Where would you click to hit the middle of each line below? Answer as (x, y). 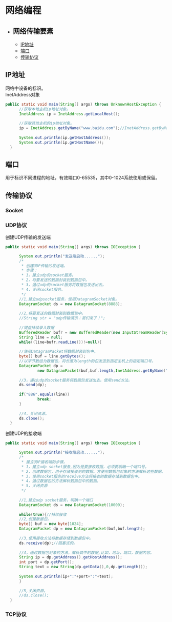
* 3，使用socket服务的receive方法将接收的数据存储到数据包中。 (82, 476)
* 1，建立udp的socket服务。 (48, 275)
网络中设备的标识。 (26, 88)
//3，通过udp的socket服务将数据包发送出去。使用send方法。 (75, 380)
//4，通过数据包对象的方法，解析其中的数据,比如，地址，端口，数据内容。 (86, 553)
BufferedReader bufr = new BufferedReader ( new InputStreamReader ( (91, 332)
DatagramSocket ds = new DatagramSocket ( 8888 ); (71, 304)
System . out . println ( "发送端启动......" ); (62, 256)
